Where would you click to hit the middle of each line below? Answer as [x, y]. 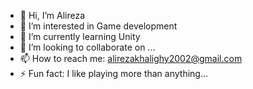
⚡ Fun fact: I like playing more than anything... [114, 73]
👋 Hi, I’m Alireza [52, 15]
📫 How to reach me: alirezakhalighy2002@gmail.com [131, 58]
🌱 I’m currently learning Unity [80, 36]
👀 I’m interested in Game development [98, 26]
